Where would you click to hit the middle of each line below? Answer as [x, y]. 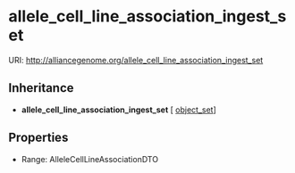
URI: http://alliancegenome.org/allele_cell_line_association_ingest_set [136, 60]
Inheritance [41, 88]
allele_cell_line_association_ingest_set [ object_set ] [118, 110]
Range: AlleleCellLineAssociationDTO [89, 159]
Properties [38, 138]
